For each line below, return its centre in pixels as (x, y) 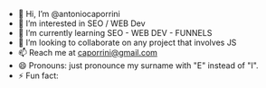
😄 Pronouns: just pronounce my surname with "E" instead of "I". (138, 66)
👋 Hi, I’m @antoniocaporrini (69, 14)
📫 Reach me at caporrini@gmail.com (88, 53)
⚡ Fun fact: (38, 75)
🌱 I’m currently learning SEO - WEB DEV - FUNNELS (115, 33)
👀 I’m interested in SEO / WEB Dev (82, 23)
